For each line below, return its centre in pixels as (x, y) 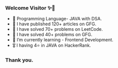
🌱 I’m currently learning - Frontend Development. (63, 40)
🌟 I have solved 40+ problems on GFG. (52, 35)
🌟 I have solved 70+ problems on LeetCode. (58, 29)
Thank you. (19, 60)
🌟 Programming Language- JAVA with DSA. (57, 19)
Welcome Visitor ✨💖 (30, 8)
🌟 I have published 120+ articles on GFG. (54, 24)
